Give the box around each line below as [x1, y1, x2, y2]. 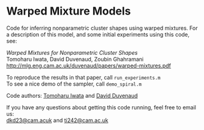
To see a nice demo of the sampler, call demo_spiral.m [6, 80, 142, 87]
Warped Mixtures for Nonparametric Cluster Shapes [6, 49, 138, 56]
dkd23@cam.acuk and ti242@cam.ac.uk [6, 117, 108, 124]
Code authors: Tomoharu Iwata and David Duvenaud [6, 92, 138, 99]
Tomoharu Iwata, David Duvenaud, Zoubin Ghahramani [6, 55, 144, 63]
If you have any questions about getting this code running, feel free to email [6, 103, 197, 111]
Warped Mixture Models [6, 4, 131, 18]
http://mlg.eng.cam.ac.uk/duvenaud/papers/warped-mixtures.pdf [6, 62, 172, 69]
